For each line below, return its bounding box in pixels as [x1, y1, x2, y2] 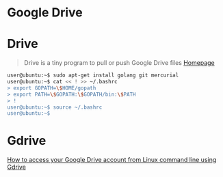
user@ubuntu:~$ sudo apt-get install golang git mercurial [7, 72, 179, 79]
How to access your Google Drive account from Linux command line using [7, 156, 217, 164]
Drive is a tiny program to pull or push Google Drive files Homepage [23, 59, 215, 67]
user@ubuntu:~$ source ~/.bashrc [7, 104, 103, 111]
